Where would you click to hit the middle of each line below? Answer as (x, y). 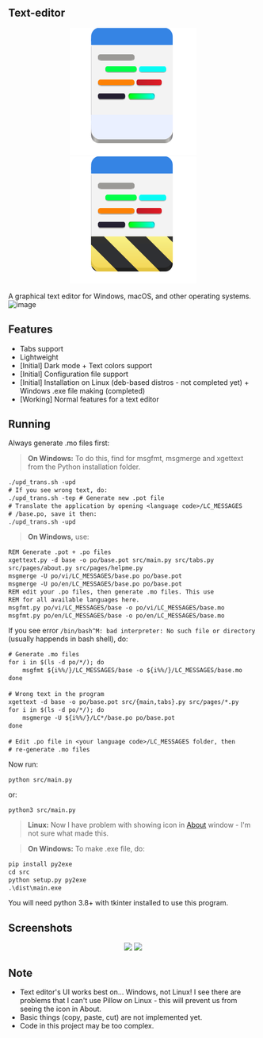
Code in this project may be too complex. (87, 1026)
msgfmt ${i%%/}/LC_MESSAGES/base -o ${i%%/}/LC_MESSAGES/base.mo (133, 671)
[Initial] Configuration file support (74, 374)
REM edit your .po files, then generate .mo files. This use (111, 592)
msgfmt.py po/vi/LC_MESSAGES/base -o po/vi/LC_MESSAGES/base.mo (116, 608)
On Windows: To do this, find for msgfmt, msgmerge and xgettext (135, 459)
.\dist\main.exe (35, 888)
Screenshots (40, 928)
